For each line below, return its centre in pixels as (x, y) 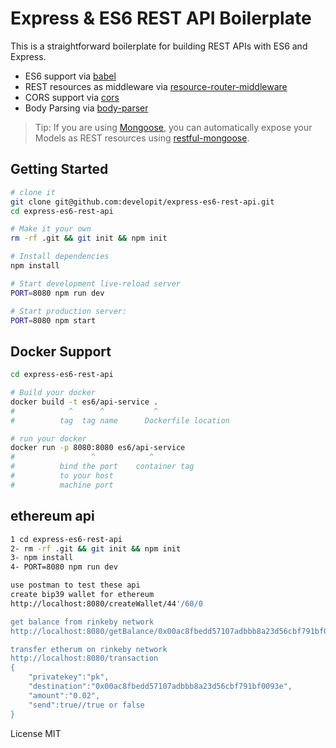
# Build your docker (53, 393)
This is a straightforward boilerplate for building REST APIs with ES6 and (159, 46)
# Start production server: (69, 311)
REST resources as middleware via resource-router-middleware (156, 86)
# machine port (62, 485)
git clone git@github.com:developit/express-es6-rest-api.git (142, 202)
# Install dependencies (60, 257)
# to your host (62, 476)
